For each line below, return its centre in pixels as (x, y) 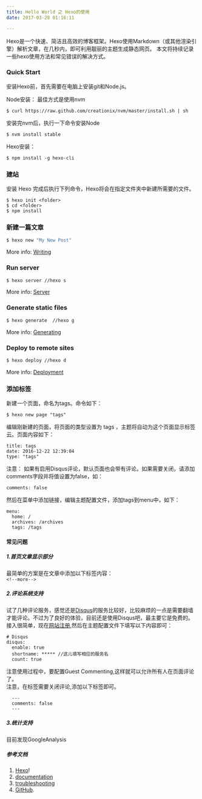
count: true (27, 659)
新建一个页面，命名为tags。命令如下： (54, 403)
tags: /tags (27, 528)
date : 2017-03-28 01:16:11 (40, 18)
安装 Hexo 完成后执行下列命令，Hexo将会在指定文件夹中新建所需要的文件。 (100, 189)
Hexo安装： (21, 146)
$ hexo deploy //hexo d (36, 360)
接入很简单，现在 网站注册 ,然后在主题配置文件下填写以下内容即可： (89, 625)
